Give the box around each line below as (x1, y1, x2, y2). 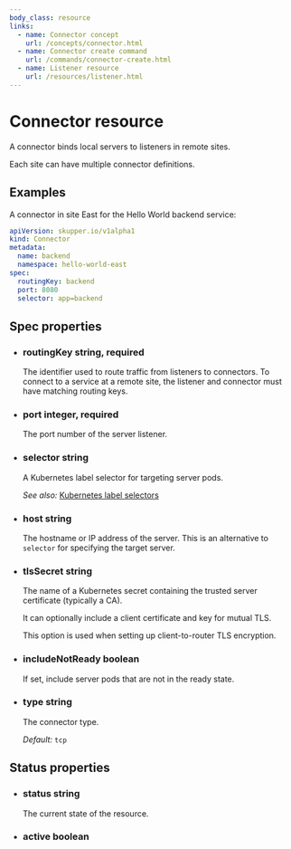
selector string (22, 452, 89, 464)
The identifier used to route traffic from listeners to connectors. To (22, 367, 270, 377)
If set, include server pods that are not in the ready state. (22, 673, 235, 684)
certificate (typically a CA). (22, 595, 123, 606)
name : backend (17, 252, 70, 261)
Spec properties (9, 319, 102, 334)
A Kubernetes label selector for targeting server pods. (22, 472, 224, 482)
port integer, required (22, 408, 119, 421)
